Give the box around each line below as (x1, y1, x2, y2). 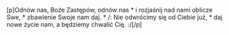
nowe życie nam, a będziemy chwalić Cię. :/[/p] (6, 21, 142, 28)
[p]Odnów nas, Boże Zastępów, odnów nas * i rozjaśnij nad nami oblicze (6, 6, 213, 14)
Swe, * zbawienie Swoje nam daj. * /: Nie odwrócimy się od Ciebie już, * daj (6, 13, 223, 21)
